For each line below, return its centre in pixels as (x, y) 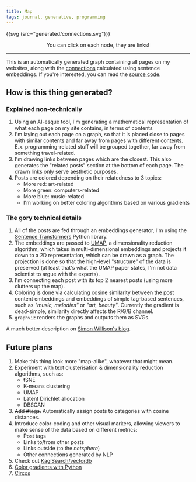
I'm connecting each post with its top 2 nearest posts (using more (94, 280)
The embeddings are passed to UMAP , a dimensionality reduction (93, 243)
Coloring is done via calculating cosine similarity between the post (94, 292)
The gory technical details (44, 218)
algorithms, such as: (39, 374)
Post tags (35, 436)
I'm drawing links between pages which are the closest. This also (93, 159)
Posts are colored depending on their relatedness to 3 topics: (88, 178)
